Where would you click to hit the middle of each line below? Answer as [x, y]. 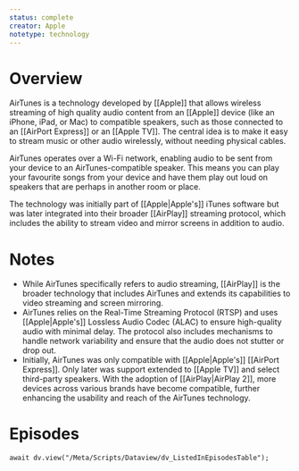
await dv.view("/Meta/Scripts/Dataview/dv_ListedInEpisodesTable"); [139, 458]
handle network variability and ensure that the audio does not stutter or [153, 341]
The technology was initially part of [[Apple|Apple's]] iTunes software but [144, 204]
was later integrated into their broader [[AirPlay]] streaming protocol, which [148, 214]
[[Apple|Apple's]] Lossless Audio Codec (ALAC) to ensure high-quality [152, 322]
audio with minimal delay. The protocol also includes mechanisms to [148, 332]
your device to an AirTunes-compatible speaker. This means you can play [144, 168]
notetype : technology [50, 34]
